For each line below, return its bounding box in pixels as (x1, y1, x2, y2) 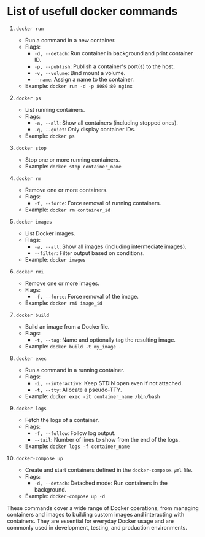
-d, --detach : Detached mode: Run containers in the (34, 479, 168, 487)
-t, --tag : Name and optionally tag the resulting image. (34, 336, 176, 343)
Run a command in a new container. (25, 36, 116, 44)
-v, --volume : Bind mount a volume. (34, 69, 126, 76)
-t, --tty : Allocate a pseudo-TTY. (34, 386, 122, 393)
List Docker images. (25, 229, 75, 237)
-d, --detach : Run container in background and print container (34, 49, 193, 57)
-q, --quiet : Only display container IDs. (34, 125, 136, 133)
